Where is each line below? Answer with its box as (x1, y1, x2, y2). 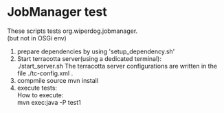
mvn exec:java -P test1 (16, 98, 81, 106)
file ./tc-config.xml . (16, 69, 74, 77)
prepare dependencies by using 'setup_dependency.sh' (16, 47, 175, 55)
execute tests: (16, 84, 57, 92)
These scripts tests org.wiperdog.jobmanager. (7, 27, 138, 35)
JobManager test (7, 4, 108, 20)
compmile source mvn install (16, 76, 98, 84)
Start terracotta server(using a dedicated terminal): (16, 54, 161, 62)
